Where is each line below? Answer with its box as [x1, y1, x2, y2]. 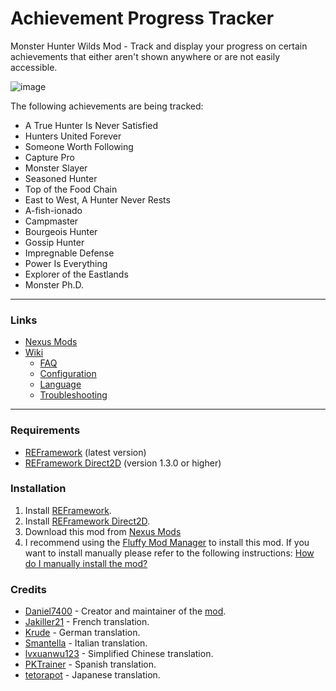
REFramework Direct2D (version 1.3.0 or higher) [24, 457, 222, 469]
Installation [10, 482, 67, 496]
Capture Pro [24, 151, 75, 163]
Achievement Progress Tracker [10, 7, 275, 30]
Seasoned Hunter [24, 172, 98, 184]
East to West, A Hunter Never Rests [24, 193, 171, 206]
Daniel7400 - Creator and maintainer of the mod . [24, 605, 227, 617]
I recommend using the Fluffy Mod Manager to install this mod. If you [24, 536, 310, 548]
